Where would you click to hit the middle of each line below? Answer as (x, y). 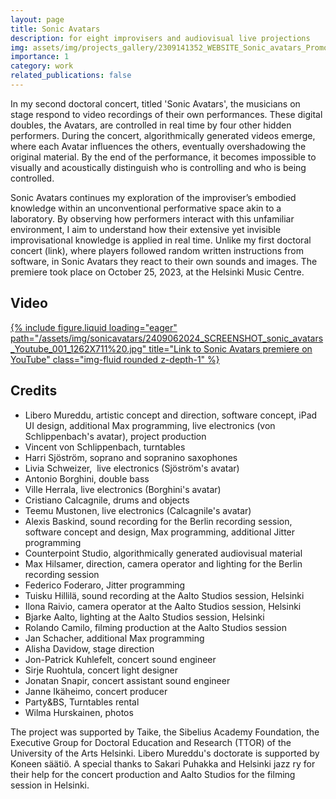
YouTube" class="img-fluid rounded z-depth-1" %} (115, 359)
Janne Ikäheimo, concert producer (96, 691)
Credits (34, 391)
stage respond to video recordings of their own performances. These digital (166, 114)
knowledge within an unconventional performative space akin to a (146, 208)
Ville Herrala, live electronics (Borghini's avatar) (123, 489)
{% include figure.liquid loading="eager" (94, 327)
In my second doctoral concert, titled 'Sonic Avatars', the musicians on (155, 103)
